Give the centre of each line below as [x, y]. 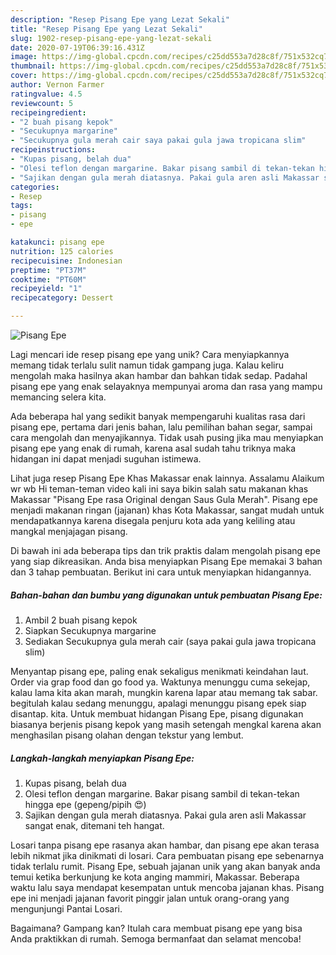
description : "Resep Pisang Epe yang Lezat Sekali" [120, 19]
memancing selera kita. [58, 397]
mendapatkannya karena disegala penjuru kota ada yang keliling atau [153, 520]
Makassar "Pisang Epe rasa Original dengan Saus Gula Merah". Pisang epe [164, 499]
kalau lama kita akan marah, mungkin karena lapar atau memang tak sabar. [164, 692]
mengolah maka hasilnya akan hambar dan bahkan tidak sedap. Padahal [159, 375]
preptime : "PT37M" [48, 270]
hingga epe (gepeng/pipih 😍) [85, 804]
